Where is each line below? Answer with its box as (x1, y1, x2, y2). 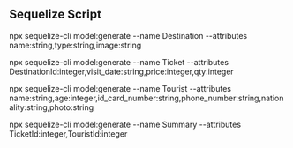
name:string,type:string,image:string (9, 40, 142, 50)
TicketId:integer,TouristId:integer (9, 128, 128, 139)
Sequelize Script (9, 7, 101, 22)
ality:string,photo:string (9, 101, 94, 113)
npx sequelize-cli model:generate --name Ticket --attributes (9, 56, 229, 67)
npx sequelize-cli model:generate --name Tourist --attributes (9, 83, 232, 93)
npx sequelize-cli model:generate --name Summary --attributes (9, 119, 241, 129)
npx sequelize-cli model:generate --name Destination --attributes (9, 30, 248, 41)
